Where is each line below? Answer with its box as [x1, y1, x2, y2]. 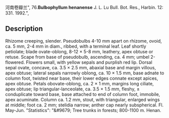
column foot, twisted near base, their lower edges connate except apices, [5, 75, 158, 81]
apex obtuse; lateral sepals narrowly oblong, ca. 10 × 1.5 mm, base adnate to [5, 70, 164, 76]
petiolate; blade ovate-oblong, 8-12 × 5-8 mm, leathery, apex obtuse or [5, 48, 153, 54]
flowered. [5, 59, 25, 65]
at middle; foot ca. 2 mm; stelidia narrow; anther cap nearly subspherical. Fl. [5, 102, 164, 108]
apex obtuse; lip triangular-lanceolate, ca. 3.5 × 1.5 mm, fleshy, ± [5, 86, 140, 92]
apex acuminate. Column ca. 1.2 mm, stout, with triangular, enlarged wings [5, 96, 160, 102]
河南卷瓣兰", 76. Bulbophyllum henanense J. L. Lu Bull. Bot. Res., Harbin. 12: [5, 5, 163, 10]
